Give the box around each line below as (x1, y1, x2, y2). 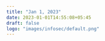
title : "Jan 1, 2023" (6, 8, 62, 15)
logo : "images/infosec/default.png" (6, 25, 100, 32)
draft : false (6, 20, 40, 26)
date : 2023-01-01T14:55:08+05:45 (6, 14, 92, 20)
